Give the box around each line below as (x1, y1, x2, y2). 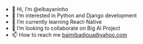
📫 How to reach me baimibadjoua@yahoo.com (11, 32, 127, 38)
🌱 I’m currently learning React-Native (11, 18, 102, 25)
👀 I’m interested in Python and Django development (11, 12, 137, 19)
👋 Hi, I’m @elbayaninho (11, 6, 69, 12)
